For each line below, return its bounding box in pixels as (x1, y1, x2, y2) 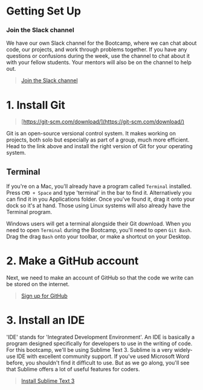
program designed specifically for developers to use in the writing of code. (6, 340, 193, 347)
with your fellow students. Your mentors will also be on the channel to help (6, 59, 192, 66)
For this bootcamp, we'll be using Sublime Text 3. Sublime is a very (6, 346, 173, 354)
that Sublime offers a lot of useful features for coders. (6, 366, 140, 373)
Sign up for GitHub (21, 292, 68, 300)
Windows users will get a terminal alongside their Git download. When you (6, 220, 192, 227)
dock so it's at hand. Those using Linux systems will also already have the (6, 202, 190, 209)
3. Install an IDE (6, 313, 85, 327)
